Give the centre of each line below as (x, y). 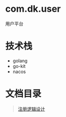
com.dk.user (33, 9)
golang (20, 61)
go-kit (19, 66)
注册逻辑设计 (31, 109)
